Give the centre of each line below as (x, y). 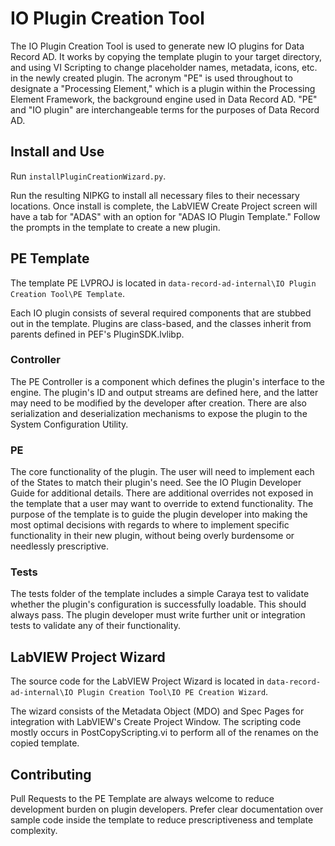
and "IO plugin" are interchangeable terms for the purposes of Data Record (165, 109)
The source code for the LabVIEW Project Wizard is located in (137, 681)
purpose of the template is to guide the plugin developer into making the (159, 514)
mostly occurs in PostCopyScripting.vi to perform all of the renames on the (164, 733)
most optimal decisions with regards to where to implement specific (150, 525)
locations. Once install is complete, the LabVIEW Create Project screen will (164, 206)
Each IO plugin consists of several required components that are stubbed (161, 313)
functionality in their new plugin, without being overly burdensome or (152, 536)
